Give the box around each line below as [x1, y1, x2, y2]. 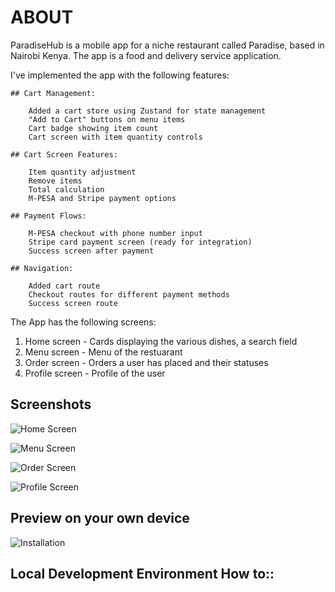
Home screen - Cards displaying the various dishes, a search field [24, 335, 298, 347]
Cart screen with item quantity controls [28, 132, 203, 142]
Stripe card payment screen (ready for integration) [28, 237, 253, 247]
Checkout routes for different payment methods [28, 289, 230, 300]
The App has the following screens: [10, 316, 157, 328]
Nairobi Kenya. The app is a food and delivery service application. [10, 49, 282, 61]
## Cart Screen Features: [10, 149, 118, 160]
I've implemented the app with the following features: [10, 69, 230, 81]
